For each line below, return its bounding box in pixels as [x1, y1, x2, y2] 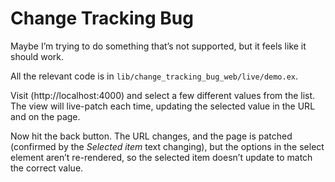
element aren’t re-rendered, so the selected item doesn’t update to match [10, 151, 313, 163]
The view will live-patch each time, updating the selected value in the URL [10, 100, 316, 112]
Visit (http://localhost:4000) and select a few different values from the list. [10, 89, 316, 101]
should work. [10, 50, 65, 62]
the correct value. [10, 162, 84, 174]
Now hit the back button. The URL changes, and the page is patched [10, 130, 293, 142]
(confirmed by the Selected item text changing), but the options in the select [10, 140, 325, 152]
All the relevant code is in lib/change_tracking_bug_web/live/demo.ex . [10, 70, 299, 82]
